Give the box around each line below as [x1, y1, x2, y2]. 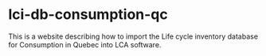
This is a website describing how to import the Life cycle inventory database [8, 32, 259, 41]
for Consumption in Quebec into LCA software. [8, 39, 162, 49]
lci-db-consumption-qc [8, 6, 169, 24]
